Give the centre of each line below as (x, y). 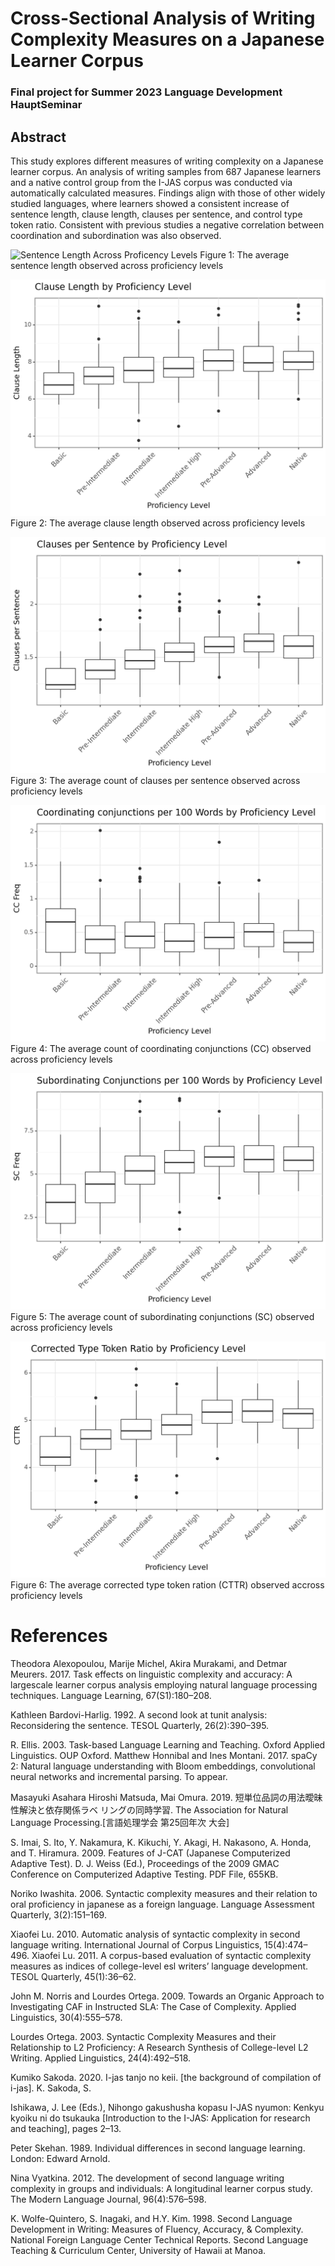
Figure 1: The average (244, 254)
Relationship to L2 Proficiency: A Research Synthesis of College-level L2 (159, 2047)
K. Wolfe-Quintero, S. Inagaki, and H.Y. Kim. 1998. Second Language (151, 2218)
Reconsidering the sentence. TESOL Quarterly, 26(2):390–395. (140, 1725)
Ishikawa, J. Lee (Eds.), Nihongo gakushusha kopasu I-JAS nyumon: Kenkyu (167, 2107)
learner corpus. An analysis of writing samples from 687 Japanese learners (166, 171)
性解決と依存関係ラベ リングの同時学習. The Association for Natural (149, 1809)
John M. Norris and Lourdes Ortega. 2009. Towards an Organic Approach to (167, 1996)
